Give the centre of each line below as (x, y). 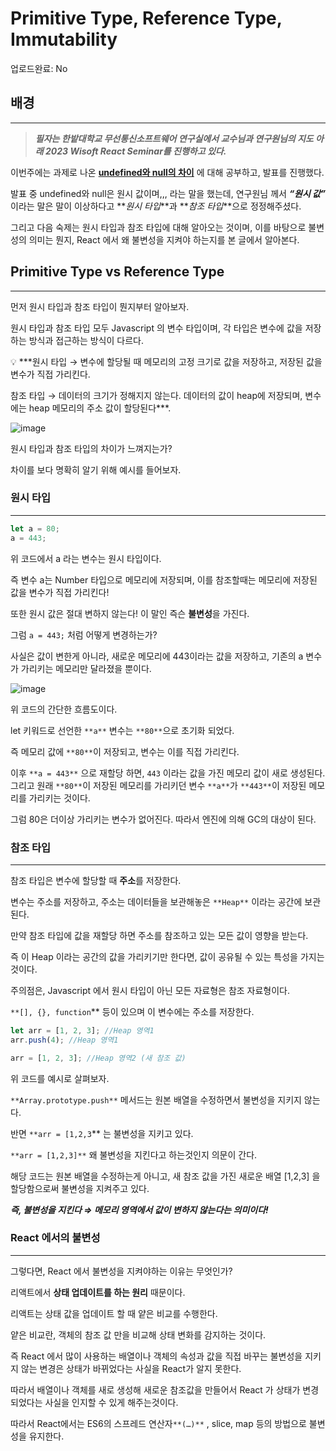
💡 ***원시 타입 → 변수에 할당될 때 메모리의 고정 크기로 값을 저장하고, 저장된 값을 (166, 361)
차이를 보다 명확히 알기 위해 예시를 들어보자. (96, 469)
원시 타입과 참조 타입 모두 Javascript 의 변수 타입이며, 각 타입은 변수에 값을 (156, 328)
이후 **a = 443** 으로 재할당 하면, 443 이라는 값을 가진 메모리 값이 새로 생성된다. (168, 773)
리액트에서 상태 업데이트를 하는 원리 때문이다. (98, 1292)
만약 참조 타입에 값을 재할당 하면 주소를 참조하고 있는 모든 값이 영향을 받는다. (159, 935)
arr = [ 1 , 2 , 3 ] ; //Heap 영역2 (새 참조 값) (98, 1058)
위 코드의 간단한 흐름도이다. (64, 709)
